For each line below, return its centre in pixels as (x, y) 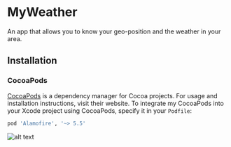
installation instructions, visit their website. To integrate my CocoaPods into (115, 103)
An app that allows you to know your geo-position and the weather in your (114, 31)
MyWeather (42, 12)
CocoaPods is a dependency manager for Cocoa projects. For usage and (113, 95)
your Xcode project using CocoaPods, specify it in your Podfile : (100, 110)
